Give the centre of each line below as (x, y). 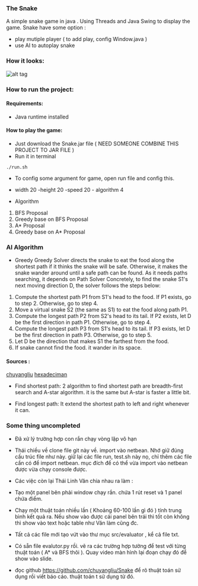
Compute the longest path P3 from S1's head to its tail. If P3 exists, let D (103, 329)
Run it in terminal (35, 156)
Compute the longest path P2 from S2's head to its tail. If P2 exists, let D (103, 316)
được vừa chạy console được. (51, 469)
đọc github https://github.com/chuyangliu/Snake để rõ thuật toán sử (98, 570)
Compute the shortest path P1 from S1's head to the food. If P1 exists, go (103, 297)
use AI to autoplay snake (45, 45)
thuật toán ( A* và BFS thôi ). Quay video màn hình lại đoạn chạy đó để (100, 552)
